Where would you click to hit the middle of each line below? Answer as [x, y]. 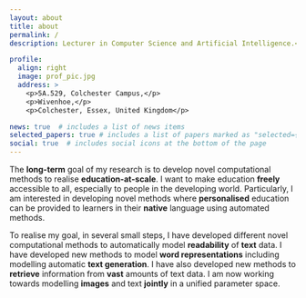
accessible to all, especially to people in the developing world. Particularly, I [151, 189]
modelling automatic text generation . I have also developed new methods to [153, 264]
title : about [34, 26]
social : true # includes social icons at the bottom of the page [138, 144]
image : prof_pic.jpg [56, 77]
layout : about [36, 18]
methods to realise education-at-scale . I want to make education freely [145, 179]
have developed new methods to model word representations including [144, 254]
